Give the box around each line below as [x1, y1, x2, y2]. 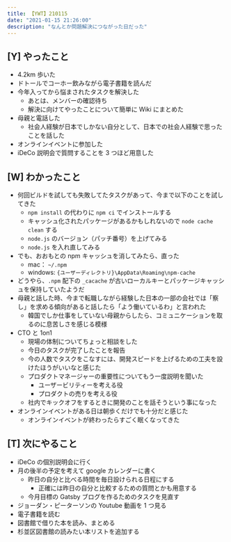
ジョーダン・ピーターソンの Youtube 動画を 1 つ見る [17, 501, 167, 509]
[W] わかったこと [7, 171, 81, 183]
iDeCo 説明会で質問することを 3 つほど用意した [17, 149, 154, 157]
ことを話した [27, 131, 65, 140]
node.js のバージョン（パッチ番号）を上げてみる [27, 234, 168, 242]
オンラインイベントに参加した [17, 140, 103, 148]
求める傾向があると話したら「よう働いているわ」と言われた [35, 303, 207, 310]
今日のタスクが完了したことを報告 [27, 346, 126, 354]
